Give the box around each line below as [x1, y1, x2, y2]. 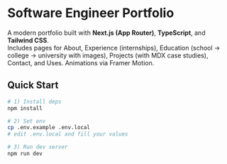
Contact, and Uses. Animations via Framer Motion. [7, 58, 155, 67]
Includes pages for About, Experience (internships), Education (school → [7, 43, 221, 52]
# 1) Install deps [7, 98, 62, 105]
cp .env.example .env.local [7, 124, 91, 131]
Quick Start [7, 80, 59, 92]
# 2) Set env [7, 117, 46, 125]
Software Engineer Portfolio [7, 5, 175, 21]
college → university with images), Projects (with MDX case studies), [7, 51, 209, 60]
